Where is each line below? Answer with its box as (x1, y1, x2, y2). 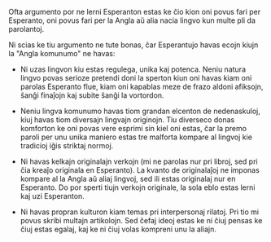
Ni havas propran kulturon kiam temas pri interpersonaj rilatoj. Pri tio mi (20, 207, 259, 217)
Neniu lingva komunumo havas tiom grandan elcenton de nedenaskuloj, (20, 106, 260, 116)
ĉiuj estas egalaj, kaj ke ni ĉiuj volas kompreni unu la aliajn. (20, 224, 217, 234)
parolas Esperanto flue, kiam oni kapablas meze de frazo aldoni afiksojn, (20, 81, 264, 91)
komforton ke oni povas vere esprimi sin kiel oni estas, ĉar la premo (20, 124, 247, 133)
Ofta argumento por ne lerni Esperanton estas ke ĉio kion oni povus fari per (8, 7, 261, 16)
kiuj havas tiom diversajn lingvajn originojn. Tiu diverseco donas (20, 115, 235, 125)
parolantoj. (8, 24, 45, 33)
